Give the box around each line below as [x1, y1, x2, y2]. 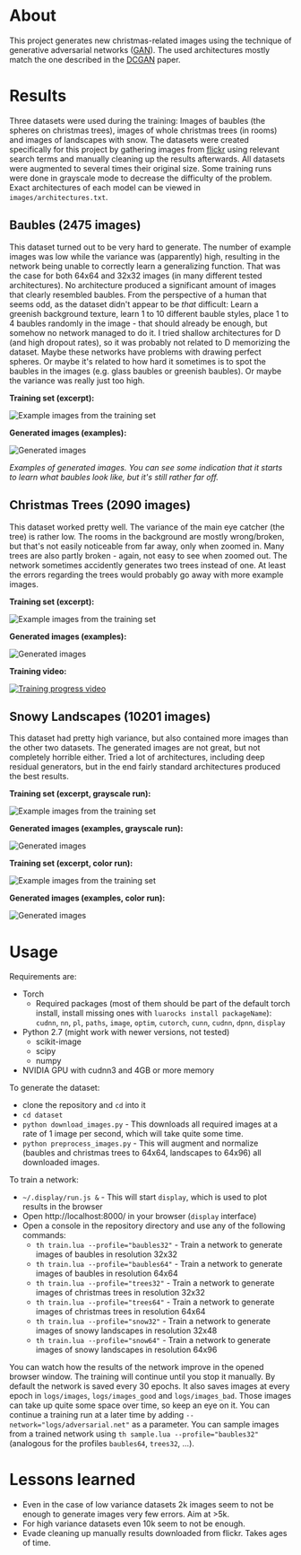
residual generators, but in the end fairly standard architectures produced [9, 761, 280, 772]
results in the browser [21, 1201, 103, 1212]
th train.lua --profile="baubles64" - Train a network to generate [35, 1259, 283, 1269]
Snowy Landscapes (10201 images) [9, 708, 211, 724]
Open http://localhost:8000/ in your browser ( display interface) [21, 1211, 257, 1222]
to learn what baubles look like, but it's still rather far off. [9, 471, 219, 482]
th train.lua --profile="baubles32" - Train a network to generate [35, 1240, 283, 1251]
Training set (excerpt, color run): [9, 858, 133, 869]
